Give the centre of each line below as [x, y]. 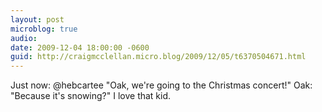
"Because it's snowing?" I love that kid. [91, 96]
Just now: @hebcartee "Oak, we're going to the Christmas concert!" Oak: [161, 85]
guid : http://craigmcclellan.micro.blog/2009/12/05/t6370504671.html [158, 57]
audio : [24, 38]
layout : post [37, 19]
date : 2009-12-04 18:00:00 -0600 [80, 47]
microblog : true [44, 29]
